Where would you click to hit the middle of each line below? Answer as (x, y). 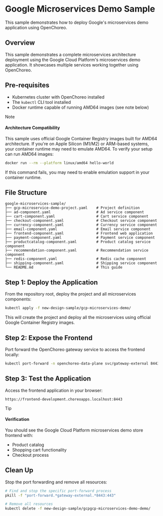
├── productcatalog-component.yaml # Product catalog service (78, 242)
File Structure (26, 193)
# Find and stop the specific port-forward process (58, 491)
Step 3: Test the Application (48, 379)
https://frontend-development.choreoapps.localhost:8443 (64, 399)
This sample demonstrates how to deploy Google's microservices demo (77, 22)
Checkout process (30, 455)
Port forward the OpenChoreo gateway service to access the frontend (75, 349)
